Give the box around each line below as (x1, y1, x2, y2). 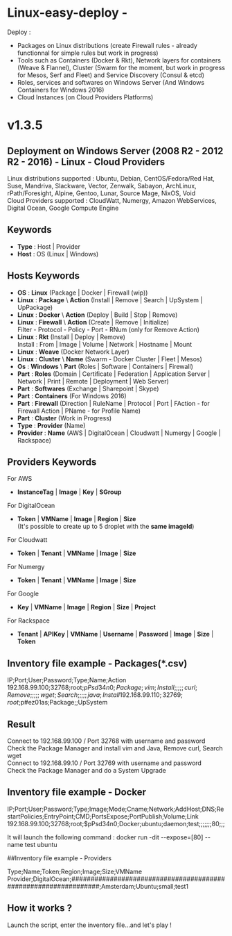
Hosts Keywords (7, 270, 80, 282)
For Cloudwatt (7, 536, 48, 544)
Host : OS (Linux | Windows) (17, 249, 99, 258)
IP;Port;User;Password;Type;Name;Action (7, 676, 127, 684)
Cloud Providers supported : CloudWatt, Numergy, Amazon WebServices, (7, 196, 217, 204)
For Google (7, 589, 39, 598)
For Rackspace (7, 616, 50, 625)
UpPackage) (17, 303, 53, 311)
